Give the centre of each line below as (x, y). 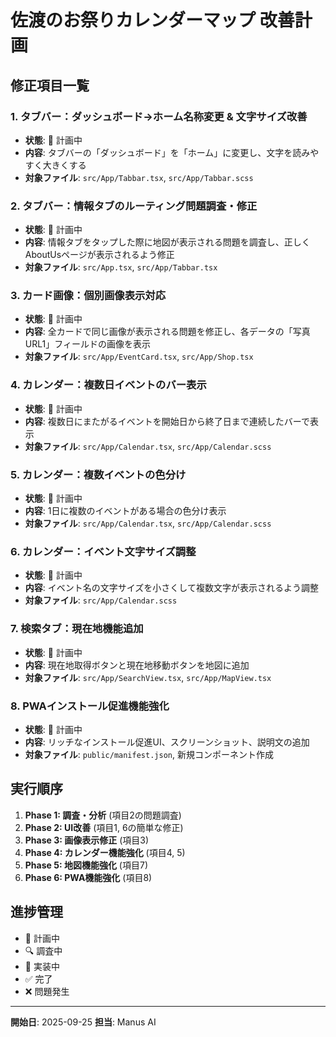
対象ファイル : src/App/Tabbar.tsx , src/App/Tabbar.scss (139, 177)
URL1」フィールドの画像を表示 (87, 344)
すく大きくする (55, 165)
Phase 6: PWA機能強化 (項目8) (88, 877)
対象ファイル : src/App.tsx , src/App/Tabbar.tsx (121, 267)
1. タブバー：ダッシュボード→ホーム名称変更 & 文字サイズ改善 (159, 116)
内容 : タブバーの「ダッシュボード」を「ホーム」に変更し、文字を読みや (172, 152)
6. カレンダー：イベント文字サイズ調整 (103, 551)
